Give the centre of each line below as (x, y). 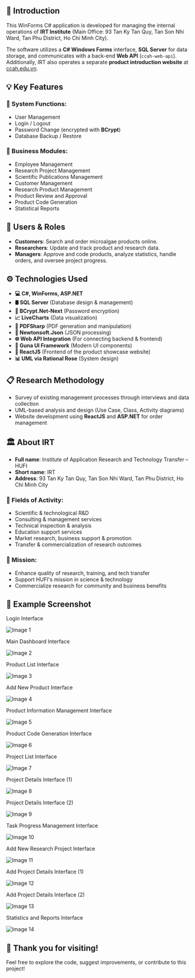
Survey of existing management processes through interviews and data (102, 397)
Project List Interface (32, 757)
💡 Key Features (35, 87)
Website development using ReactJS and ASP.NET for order (89, 417)
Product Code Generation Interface (49, 734)
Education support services (48, 532)
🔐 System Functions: (36, 104)
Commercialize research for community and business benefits (91, 585)
